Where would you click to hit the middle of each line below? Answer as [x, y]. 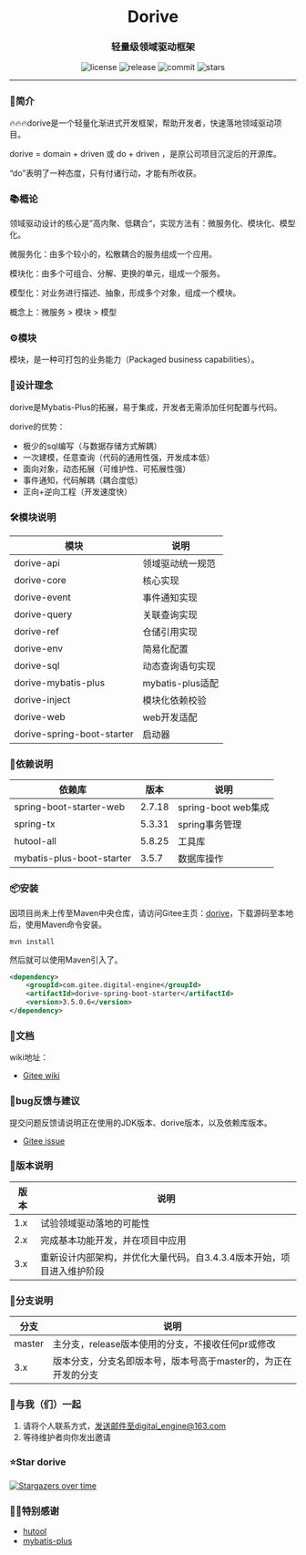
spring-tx [35, 824]
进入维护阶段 [77, 1271]
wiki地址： [29, 1057]
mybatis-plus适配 [181, 683]
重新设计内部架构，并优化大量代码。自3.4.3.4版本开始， [161, 1257]
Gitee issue [44, 1140]
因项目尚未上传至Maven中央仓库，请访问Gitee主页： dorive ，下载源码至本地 [152, 912]
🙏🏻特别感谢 [34, 1510]
